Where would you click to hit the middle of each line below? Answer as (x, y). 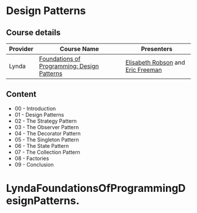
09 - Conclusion (34, 164)
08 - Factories (32, 158)
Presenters (157, 49)
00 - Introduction (35, 108)
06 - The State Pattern (42, 146)
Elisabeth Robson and (155, 62)
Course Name (79, 49)
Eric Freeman (144, 70)
